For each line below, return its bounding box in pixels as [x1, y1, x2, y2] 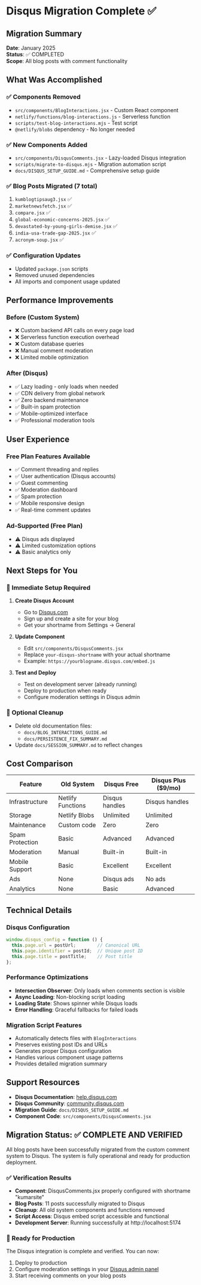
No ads [145, 875, 166, 883]
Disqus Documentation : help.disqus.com [14, 1093, 117, 1100]
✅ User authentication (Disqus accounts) [14, 473, 116, 480]
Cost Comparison [6, 758, 74, 768]
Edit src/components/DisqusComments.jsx [23, 645, 124, 652]
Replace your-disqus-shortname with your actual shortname [23, 651, 170, 658]
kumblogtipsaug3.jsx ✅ [14, 196, 72, 203]
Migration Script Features [6, 1021, 83, 1029]
